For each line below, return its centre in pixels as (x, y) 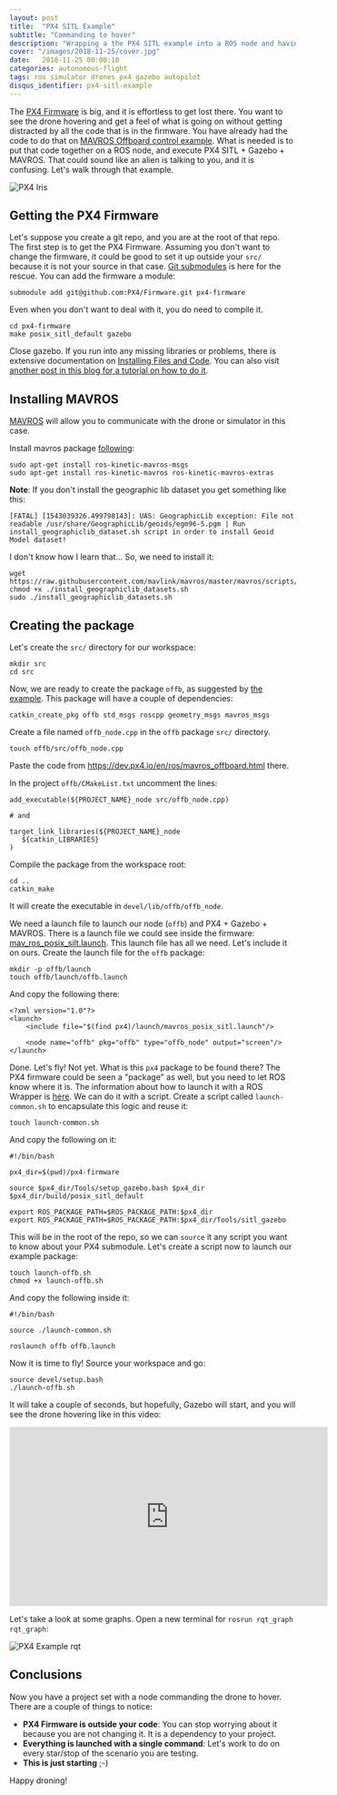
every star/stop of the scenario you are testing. (110, 1753)
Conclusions (46, 1675)
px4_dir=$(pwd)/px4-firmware (64, 1173)
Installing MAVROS (64, 399)
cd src (22, 672)
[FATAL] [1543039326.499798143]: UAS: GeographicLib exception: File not (152, 516)
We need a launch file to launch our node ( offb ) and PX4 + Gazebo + (139, 923)
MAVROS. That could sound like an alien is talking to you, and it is (132, 159)
